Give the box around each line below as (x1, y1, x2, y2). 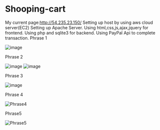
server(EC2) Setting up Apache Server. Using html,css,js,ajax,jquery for (5, 24, 149, 30)
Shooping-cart (5, 3, 66, 15)
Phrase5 (5, 111, 22, 116)
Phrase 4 (5, 92, 23, 97)
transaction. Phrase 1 (5, 35, 47, 41)
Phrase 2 (5, 54, 23, 59)
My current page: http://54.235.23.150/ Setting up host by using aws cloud (5, 19, 153, 25)
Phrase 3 (5, 73, 23, 78)
